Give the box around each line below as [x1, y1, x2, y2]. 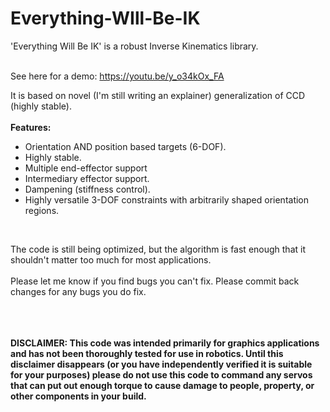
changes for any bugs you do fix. [10, 285, 147, 297]
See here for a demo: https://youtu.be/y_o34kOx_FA [10, 70, 225, 82]
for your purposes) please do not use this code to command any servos [10, 368, 313, 381]
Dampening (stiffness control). [24, 183, 151, 195]
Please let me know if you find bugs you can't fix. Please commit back [10, 275, 300, 287]
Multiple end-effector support [24, 162, 148, 174]
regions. [24, 204, 60, 216]
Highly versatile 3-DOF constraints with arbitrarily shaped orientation [24, 193, 310, 206]
